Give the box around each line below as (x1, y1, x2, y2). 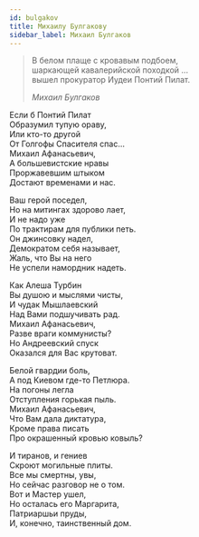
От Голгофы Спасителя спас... (9, 138, 125, 150)
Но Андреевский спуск (9, 338, 99, 349)
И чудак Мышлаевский (9, 299, 99, 310)
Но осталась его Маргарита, (9, 499, 119, 510)
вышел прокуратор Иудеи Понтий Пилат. (31, 75, 191, 85)
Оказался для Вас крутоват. (9, 347, 118, 359)
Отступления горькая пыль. (9, 394, 117, 405)
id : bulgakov (9, 13, 59, 23)
